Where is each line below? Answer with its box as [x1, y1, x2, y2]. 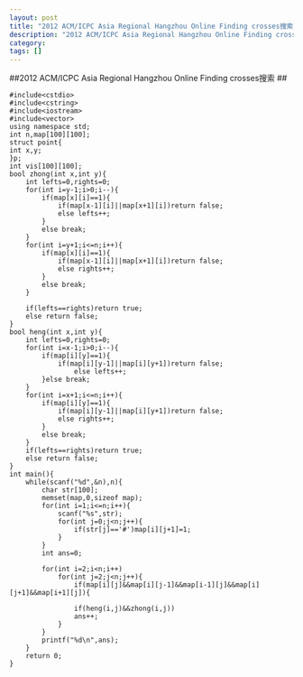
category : [9, 38, 47, 48]
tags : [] [9, 47, 42, 56]
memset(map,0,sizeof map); [41, 494, 143, 503]
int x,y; [9, 146, 42, 155]
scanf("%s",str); [57, 509, 124, 519]
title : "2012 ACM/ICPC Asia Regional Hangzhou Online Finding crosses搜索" [9, 22, 298, 31]
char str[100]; [41, 486, 99, 495]
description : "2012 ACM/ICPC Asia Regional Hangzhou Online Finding [9, 30, 272, 39]
